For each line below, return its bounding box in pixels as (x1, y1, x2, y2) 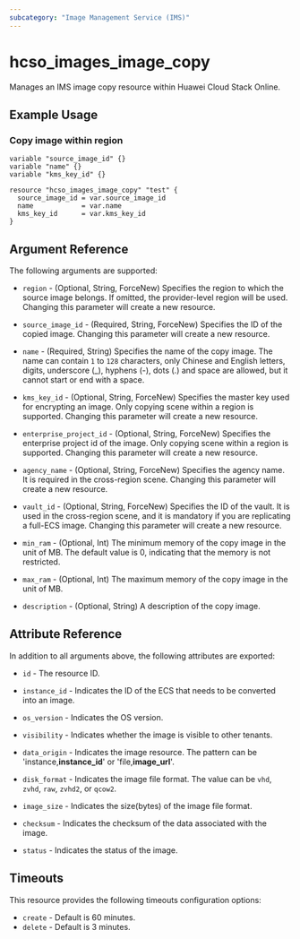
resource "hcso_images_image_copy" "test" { (9, 185, 178, 195)
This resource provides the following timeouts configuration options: (9, 894, 261, 905)
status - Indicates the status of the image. (21, 844, 178, 856)
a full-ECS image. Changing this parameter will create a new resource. (21, 521, 282, 531)
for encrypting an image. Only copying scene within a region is (21, 401, 254, 412)
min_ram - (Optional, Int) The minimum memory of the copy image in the (21, 538, 287, 548)
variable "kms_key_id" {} (9, 170, 106, 179)
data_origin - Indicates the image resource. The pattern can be (21, 746, 258, 757)
